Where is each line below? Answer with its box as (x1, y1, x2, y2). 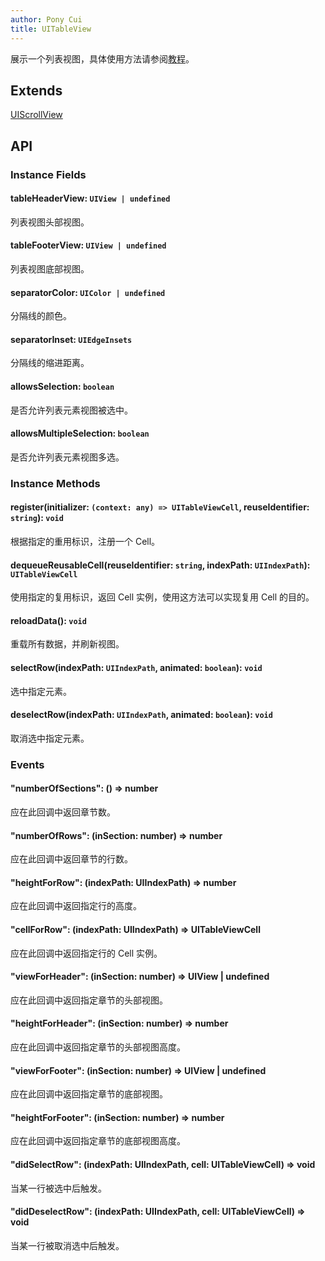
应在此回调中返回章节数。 (10, 806, 116, 818)
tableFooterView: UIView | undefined (10, 239, 167, 251)
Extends (10, 82, 63, 99)
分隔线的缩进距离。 (10, 357, 90, 369)
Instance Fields (10, 167, 87, 181)
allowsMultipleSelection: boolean (10, 427, 150, 440)
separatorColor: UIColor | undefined (10, 286, 166, 298)
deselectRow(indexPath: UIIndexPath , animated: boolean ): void (10, 709, 273, 721)
